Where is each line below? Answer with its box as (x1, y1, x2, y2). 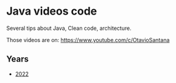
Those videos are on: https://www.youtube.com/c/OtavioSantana (6, 36, 170, 43)
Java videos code (6, 4, 97, 18)
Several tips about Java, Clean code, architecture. (6, 24, 132, 32)
